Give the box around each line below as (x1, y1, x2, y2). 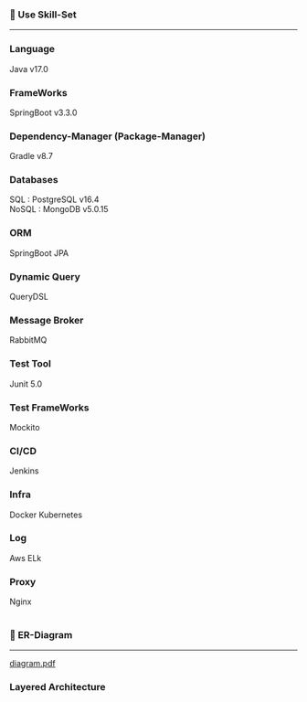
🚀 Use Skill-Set (9, 8, 77, 21)
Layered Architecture (9, 681, 107, 694)
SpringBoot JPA (9, 247, 69, 259)
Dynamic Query (9, 270, 80, 282)
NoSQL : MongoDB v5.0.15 (9, 204, 109, 215)
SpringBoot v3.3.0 (9, 107, 78, 118)
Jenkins (9, 465, 39, 476)
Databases (9, 174, 58, 186)
